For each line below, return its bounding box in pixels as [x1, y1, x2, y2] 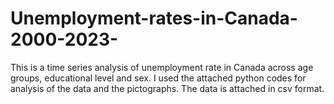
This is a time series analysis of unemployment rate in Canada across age [10, 61, 314, 73]
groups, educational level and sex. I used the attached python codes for [10, 72, 307, 84]
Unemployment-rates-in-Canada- [10, 7, 298, 30]
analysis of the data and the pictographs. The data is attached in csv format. [10, 82, 325, 94]
